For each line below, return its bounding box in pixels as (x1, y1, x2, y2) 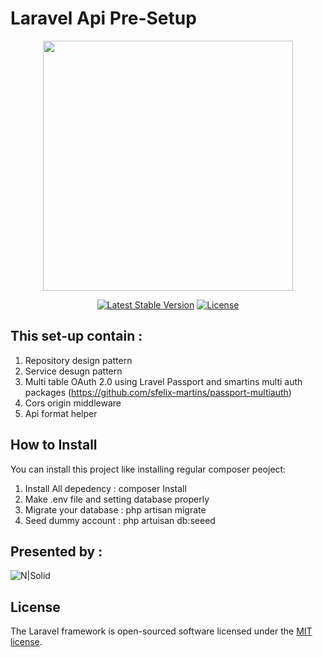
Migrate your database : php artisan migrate (24, 503, 207, 516)
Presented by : (10, 543, 103, 560)
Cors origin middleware (24, 397, 122, 409)
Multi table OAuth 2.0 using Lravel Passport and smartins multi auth (24, 375, 303, 387)
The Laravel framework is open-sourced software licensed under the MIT (10, 625, 313, 637)
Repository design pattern (24, 354, 133, 366)
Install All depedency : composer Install (24, 482, 187, 494)
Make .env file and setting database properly (24, 493, 210, 505)
